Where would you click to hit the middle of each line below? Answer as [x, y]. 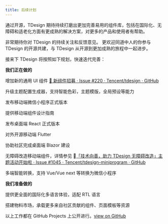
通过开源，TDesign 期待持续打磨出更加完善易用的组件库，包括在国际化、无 [83, 25]
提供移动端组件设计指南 [30, 113]
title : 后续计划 [21, 10]
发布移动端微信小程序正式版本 [36, 102]
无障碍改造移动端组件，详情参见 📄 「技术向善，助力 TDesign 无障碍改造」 [82, 156]
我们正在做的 [19, 70]
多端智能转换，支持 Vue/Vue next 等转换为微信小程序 [61, 173]
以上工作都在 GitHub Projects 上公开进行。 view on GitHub [66, 216]
